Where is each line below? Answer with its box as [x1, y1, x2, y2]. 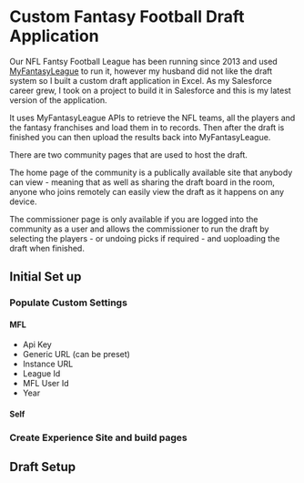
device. [9, 196, 37, 207]
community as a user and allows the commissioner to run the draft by [9, 223, 269, 234]
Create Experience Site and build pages [9, 431, 188, 444]
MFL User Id [22, 378, 70, 389]
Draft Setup [9, 459, 76, 475]
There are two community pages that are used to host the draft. [9, 149, 248, 160]
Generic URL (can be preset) [22, 349, 130, 360]
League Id [22, 368, 61, 379]
